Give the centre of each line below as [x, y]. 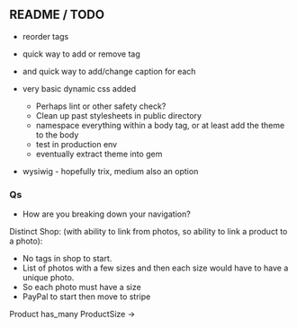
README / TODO [57, 15]
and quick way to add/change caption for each [109, 71]
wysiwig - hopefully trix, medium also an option [110, 171]
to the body [57, 135]
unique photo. [48, 278]
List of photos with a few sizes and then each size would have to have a [155, 268]
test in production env [76, 144]
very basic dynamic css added [79, 88]
